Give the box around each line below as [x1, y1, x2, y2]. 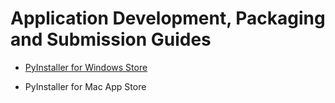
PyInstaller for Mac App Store [24, 80, 147, 92]
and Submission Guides [10, 28, 212, 51]
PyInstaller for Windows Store [24, 61, 148, 73]
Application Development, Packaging [10, 7, 326, 30]
